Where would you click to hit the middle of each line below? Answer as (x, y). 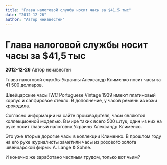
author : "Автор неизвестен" (35, 19)
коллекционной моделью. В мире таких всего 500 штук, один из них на (84, 121)
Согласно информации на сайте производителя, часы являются (75, 116)
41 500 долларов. (24, 85)
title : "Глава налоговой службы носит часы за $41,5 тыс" (68, 10)
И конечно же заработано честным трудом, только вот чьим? (73, 157)
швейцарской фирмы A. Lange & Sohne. (49, 147)
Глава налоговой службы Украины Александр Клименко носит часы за (83, 80)
